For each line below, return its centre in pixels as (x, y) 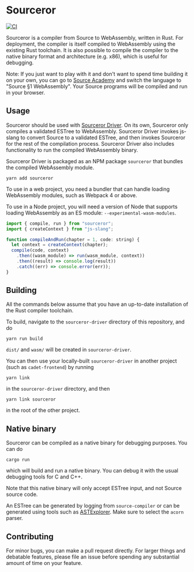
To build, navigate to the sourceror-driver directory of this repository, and (96, 322)
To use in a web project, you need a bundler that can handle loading (88, 189)
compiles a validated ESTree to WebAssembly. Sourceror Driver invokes (93, 131)
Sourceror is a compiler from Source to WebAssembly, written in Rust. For (95, 37)
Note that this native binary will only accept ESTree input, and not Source (94, 488)
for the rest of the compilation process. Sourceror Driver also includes (90, 143)
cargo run (18, 460)
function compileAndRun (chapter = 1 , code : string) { (73, 240)
